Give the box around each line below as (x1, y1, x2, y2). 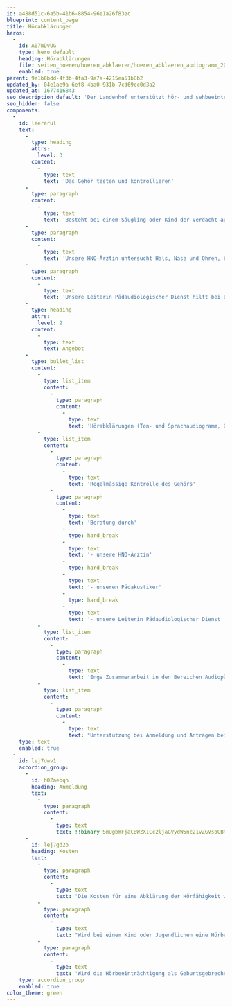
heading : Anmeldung (31, 783, 88, 790)
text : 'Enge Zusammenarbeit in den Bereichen (68, 674, 202, 681)
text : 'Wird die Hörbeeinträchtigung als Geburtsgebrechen (55, 970, 230, 977)
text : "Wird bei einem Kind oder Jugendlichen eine (55, 931, 208, 938)
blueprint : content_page (6, 17, 78, 24)
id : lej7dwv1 (19, 758, 57, 764)
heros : (6, 29, 26, 37)
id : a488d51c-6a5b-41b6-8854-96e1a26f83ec (6, 10, 131, 17)
